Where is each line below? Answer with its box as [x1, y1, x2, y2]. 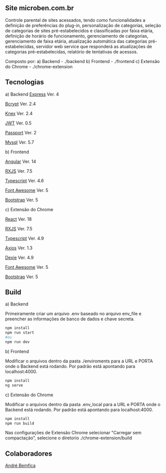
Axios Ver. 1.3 [5, 245, 33, 251]
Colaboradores [5, 449, 53, 458]
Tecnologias [5, 78, 44, 86]
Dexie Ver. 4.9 [5, 254, 34, 260]
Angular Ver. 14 [5, 158, 36, 164]
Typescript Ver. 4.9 [5, 235, 44, 241]
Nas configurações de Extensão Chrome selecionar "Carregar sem [5, 430, 142, 436]
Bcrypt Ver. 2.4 [5, 101, 36, 107]
